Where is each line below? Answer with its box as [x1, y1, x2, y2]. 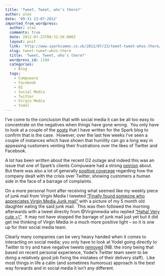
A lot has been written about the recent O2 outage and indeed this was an [5, 158, 155, 163]
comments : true [9, 30, 41, 35]
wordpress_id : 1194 [9, 57, 50, 62]
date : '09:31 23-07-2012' [5, 16, 58, 21]
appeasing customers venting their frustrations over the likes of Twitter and [5, 143, 158, 148]
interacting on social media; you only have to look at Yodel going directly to [5, 239, 157, 245]
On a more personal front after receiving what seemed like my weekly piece [5, 188, 158, 193]
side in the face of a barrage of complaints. [5, 178, 92, 184]
